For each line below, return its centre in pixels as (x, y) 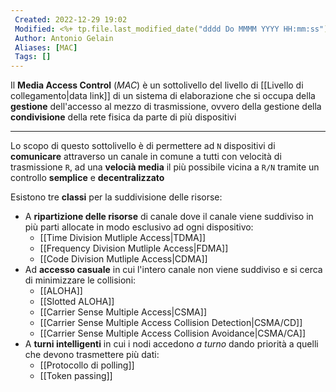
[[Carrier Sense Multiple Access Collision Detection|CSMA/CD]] (171, 323)
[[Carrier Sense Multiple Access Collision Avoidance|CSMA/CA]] (172, 333)
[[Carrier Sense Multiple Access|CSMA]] (123, 312)
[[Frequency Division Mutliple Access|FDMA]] (134, 248)
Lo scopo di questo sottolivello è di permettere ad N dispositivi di (143, 146)
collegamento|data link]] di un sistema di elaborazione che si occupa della (163, 96)
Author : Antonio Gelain (64, 38)
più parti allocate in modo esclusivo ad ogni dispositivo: (139, 227)
